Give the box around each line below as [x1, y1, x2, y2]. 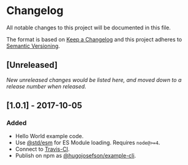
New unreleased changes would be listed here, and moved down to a [6, 76, 182, 83]
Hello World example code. [15, 133, 84, 140]
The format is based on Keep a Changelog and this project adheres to [6, 35, 182, 43]
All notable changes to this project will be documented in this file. [6, 24, 171, 31]
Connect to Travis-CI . [15, 145, 70, 153]
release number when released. [6, 82, 87, 90]
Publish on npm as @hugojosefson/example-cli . [15, 152, 137, 159]
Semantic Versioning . [6, 42, 60, 50]
